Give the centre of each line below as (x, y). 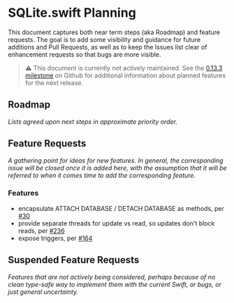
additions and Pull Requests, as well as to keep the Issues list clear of (108, 47)
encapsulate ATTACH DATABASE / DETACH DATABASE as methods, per (121, 208)
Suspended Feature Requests (74, 260)
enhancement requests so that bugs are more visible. (85, 54)
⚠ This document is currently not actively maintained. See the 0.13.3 (124, 68)
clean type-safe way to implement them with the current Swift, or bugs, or (115, 284)
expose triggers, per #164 (55, 238)
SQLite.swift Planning (72, 13)
